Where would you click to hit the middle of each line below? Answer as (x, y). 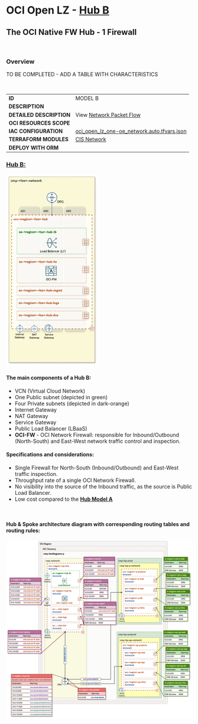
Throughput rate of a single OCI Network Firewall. (75, 480)
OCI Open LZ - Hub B (58, 10)
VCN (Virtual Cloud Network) (50, 391)
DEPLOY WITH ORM (34, 148)
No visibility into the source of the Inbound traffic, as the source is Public (103, 487)
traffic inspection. (36, 474)
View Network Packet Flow (108, 115)
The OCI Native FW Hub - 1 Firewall (72, 32)
